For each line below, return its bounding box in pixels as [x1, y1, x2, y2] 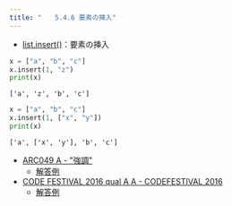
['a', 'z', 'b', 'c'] [9, 90, 90, 99]
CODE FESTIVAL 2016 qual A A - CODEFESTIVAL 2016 [21, 176, 223, 186]
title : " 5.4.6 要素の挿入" [9, 13, 116, 22]
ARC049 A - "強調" [21, 154, 93, 166]
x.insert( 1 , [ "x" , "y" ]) [9, 114, 102, 123]
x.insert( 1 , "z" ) [9, 64, 74, 74]
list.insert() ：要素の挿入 [21, 39, 110, 49]
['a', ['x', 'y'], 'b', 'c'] [9, 138, 118, 147]
